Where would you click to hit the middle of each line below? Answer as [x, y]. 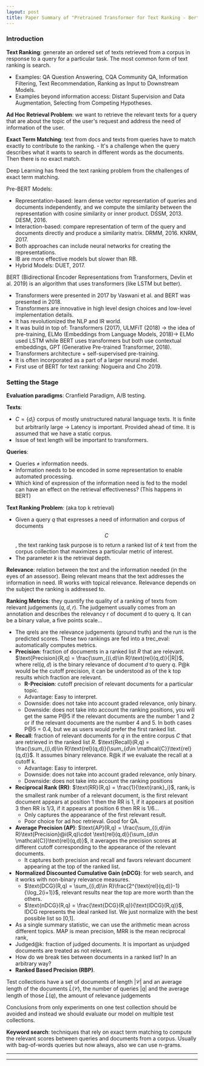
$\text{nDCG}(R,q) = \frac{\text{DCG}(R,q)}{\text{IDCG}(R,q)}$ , [104, 905]
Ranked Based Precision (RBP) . [55, 970]
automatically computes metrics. [56, 645]
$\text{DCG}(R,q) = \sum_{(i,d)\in [66, 886]
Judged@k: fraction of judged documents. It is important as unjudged [102, 944]
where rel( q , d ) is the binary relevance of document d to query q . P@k [102, 664]
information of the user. [36, 127]
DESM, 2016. [31, 220]
